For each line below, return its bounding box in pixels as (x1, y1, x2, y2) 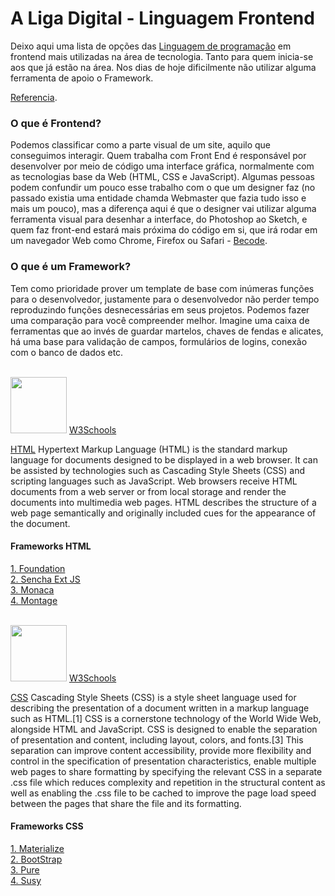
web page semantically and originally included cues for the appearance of (10, 507, 317, 519)
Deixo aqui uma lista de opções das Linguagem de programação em (10, 40, 292, 52)
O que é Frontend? (10, 116, 102, 130)
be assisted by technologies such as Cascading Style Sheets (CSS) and (10, 464, 306, 476)
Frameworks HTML (10, 540, 92, 552)
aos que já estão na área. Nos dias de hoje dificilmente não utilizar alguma (10, 61, 317, 73)
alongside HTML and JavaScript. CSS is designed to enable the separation (10, 723, 318, 735)
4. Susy (10, 874, 42, 886)
